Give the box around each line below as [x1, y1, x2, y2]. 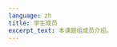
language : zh [8, 11, 52, 20]
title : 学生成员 [8, 19, 58, 27]
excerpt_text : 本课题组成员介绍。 [8, 26, 113, 34]
